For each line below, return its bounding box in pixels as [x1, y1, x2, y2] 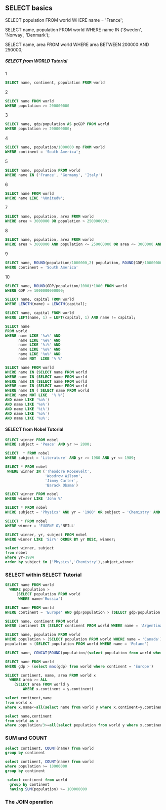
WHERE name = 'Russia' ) [18, 596, 63, 601]
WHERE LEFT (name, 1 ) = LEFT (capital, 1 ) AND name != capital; [5, 315, 136, 320]
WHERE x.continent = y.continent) [23, 687, 94, 692]
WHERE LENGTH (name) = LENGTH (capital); [5, 302, 87, 307]
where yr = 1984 [5, 555, 35, 560]
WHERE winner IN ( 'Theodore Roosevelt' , [7, 469, 92, 474]
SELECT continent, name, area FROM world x [5, 673, 96, 678]
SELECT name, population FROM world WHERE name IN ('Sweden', [5, 27, 142, 33]
